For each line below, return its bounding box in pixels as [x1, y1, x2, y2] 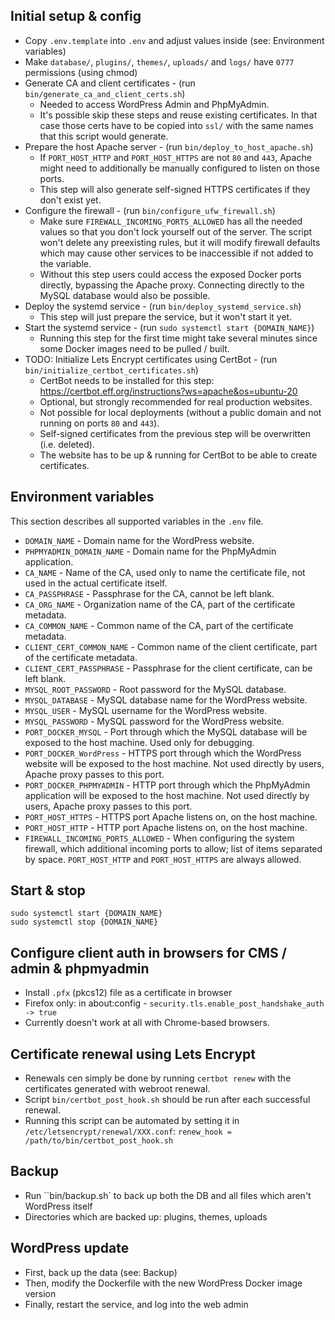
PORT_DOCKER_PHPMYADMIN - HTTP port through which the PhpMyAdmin [24, 779, 311, 791]
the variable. [39, 257, 92, 269]
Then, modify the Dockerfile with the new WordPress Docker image [24, 1277, 303, 1289]
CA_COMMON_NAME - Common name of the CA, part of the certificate [24, 619, 294, 631]
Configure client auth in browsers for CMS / [10, 944, 287, 961]
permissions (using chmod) [24, 66, 138, 78]
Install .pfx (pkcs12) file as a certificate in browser [24, 987, 233, 999]
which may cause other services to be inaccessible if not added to [39, 247, 314, 259]
